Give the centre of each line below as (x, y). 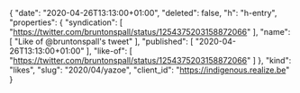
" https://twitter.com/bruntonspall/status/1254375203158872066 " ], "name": (150, 32)
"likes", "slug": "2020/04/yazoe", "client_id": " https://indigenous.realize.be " (150, 70)
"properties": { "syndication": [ (66, 22)
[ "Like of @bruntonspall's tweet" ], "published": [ (101, 41)
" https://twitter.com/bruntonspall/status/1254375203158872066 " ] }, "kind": (150, 60)
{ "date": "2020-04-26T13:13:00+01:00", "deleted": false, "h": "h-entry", (143, 13)
